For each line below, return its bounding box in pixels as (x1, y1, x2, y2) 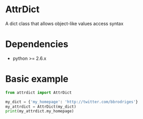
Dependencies (5, 38, 68, 50)
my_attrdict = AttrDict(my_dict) (5, 104, 77, 109)
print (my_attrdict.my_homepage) (5, 109, 74, 114)
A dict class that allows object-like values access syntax (5, 20, 124, 27)
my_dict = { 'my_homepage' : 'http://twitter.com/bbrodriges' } (5, 99, 138, 104)
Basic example (5, 73, 69, 85)
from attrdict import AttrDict (5, 90, 72, 95)
